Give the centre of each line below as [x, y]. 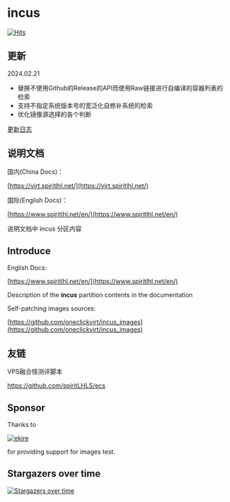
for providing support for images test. [61, 452]
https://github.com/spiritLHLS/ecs [56, 386]
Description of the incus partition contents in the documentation [100, 295]
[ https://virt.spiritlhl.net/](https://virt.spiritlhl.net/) [78, 185]
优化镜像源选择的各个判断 [54, 114]
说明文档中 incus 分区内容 [45, 229]
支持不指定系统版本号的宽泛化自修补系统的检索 [85, 105]
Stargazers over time [54, 474]
